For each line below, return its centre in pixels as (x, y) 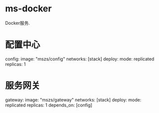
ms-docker (29, 9)
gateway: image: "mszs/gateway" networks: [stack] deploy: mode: (73, 100)
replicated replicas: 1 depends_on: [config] (49, 105)
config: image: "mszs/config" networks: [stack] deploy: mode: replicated (80, 59)
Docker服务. (18, 23)
